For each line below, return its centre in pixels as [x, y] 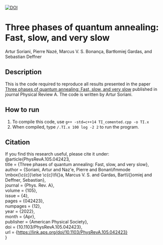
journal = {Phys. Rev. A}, [30, 185]
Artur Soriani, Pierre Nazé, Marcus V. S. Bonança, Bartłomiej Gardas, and [79, 51]
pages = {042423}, [25, 201]
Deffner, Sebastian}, [26, 180]
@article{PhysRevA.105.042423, [38, 159]
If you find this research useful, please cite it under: [57, 154]
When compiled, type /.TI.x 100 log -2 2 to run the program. [75, 127]
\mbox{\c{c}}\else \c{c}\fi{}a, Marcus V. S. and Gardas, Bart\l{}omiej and [79, 175]
